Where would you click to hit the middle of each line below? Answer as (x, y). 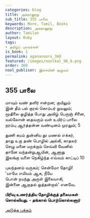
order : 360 (16, 65)
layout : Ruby (19, 38)
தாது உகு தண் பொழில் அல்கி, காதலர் (41, 140)
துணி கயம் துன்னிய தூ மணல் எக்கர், (40, 135)
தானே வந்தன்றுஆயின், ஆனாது (35, 152)
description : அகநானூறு (29, 28)
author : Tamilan (22, 33)
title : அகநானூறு (22, 14)
